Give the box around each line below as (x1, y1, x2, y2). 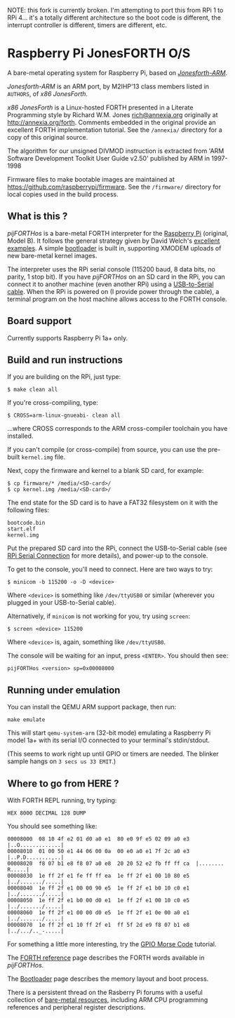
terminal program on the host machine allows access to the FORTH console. (7, 295, 227, 303)
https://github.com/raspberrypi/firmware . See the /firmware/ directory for (7, 182, 221, 191)
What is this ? (7, 210, 68, 222)
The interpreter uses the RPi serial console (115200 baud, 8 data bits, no (7, 264, 215, 273)
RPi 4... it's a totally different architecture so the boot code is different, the (7, 13, 221, 22)
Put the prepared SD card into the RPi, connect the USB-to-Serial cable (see (7, 544, 227, 553)
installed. (7, 431, 34, 441)
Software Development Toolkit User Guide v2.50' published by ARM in (7, 154, 210, 162)
